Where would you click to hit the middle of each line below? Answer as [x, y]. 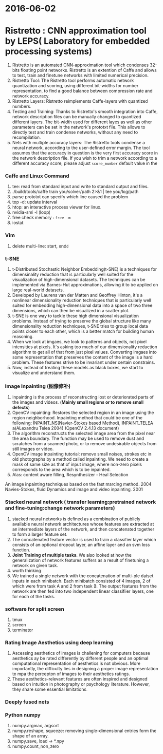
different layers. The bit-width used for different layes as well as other [82, 122]
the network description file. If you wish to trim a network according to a [84, 158]
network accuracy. [31, 96]
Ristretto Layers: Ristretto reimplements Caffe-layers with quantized [80, 101]
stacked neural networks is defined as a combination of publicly [76, 519]
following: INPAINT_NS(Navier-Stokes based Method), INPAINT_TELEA [82, 423]
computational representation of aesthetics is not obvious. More [76, 663]
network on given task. [35, 565]
